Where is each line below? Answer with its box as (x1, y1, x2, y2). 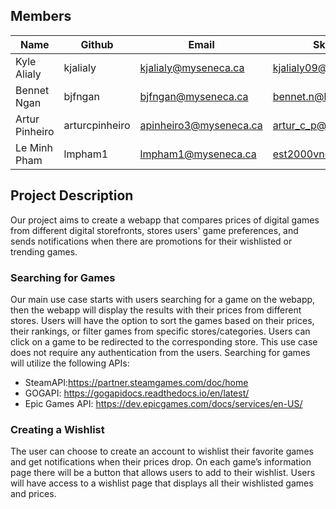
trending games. (10, 245, 78, 258)
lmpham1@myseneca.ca (139, 147, 257, 161)
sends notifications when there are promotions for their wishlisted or (10, 235, 293, 247)
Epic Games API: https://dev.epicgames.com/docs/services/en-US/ (24, 397, 303, 409)
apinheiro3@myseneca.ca (139, 118, 263, 132)
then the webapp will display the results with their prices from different (10, 304, 302, 316)
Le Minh (15, 140, 53, 154)
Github (80, 37, 114, 51)
